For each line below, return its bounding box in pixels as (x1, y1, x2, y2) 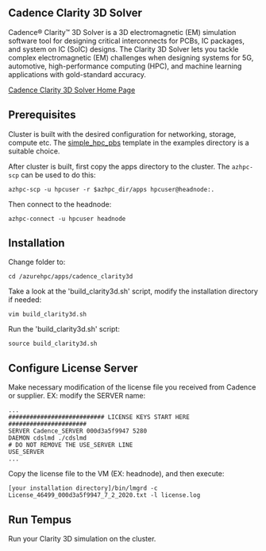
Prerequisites (8, 108, 76, 122)
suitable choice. (8, 146, 60, 156)
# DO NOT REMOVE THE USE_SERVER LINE (8, 441, 133, 449)
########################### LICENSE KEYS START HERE (8, 413, 191, 421)
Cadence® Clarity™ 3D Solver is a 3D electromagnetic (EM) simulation (8, 27, 237, 37)
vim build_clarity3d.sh (8, 310, 87, 319)
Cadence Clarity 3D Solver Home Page (8, 85, 136, 95)
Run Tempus (8, 513, 72, 526)
